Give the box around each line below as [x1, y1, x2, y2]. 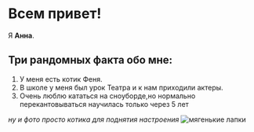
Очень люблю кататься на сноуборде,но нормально [19, 91, 196, 101]
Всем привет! [8, 5, 102, 23]
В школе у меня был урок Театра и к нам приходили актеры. [19, 82, 223, 92]
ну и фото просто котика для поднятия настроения [8, 115, 180, 124]
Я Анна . [8, 31, 34, 40]
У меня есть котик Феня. [19, 74, 103, 83]
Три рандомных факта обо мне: [8, 53, 173, 67]
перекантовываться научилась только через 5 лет [19, 99, 190, 108]
